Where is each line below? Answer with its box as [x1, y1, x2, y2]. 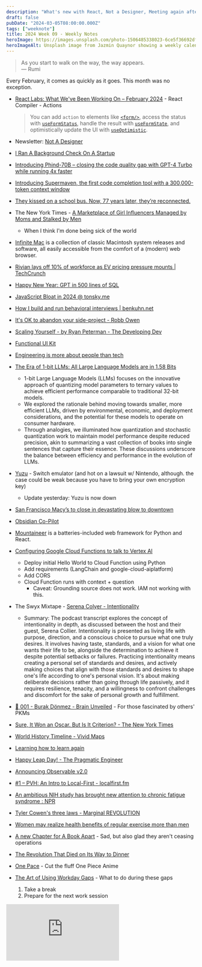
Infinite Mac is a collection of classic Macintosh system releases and [14, 239, 185, 246]
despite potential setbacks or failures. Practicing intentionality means [23, 652, 195, 660]
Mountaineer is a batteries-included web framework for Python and [14, 529, 182, 537]
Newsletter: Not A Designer [14, 137, 83, 145]
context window [30, 185, 70, 193]
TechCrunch [14, 269, 46, 277]
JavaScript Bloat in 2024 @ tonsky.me [14, 293, 110, 300]
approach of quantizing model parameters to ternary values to [23, 381, 179, 388]
